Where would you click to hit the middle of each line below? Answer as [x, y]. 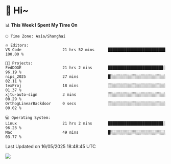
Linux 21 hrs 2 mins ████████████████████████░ [86, 123]
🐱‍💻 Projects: [19, 63]
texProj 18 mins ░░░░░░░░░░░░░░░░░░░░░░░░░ [86, 86]
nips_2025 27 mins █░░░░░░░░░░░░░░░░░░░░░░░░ [86, 76]
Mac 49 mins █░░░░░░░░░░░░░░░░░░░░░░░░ [86, 132]
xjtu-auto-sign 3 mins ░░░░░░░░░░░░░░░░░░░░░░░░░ [86, 94]
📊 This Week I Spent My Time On [41, 25]
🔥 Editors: [17, 45]
